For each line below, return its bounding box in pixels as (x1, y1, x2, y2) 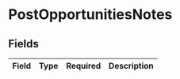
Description (108, 61, 155, 71)
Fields (8, 37, 40, 51)
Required (66, 61, 101, 71)
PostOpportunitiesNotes (8, 6, 173, 24)
